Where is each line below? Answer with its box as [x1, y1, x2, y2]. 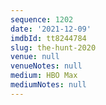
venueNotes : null [10, 61, 83, 71]
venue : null [10, 52, 60, 62]
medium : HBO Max [10, 71, 78, 81]
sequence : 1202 [10, 14, 74, 25]
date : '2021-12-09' [10, 24, 92, 34]
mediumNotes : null [10, 80, 87, 90]
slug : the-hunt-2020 [10, 42, 97, 53]
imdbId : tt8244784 [10, 33, 87, 43]
